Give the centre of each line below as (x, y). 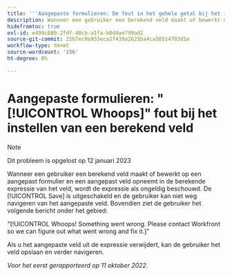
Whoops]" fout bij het (154, 113)
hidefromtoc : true (33, 26)
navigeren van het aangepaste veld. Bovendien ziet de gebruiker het (104, 203)
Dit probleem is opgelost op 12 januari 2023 (69, 160)
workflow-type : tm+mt (38, 46)
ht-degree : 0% (28, 59)
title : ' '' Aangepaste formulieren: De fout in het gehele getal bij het (114, 13)
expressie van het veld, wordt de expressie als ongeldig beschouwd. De (109, 188)
